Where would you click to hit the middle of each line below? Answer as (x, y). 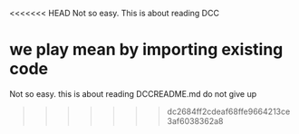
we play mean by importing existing (146, 50)
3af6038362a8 (195, 120)
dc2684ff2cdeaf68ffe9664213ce (229, 111)
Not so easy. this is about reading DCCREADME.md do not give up (133, 93)
